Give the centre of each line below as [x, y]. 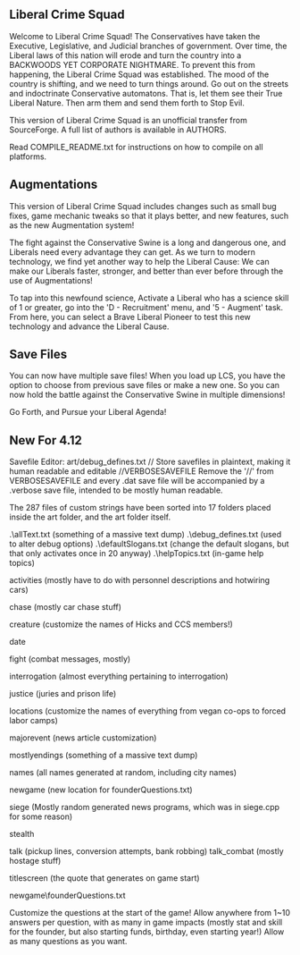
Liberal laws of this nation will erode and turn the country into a [125, 55]
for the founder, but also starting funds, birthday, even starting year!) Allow [147, 932]
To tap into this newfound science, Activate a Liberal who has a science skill [149, 298]
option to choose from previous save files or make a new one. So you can [144, 385]
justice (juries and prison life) [63, 694]
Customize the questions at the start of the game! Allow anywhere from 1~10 [150, 913]
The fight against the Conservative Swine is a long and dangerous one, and [148, 242]
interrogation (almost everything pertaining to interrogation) [119, 676]
